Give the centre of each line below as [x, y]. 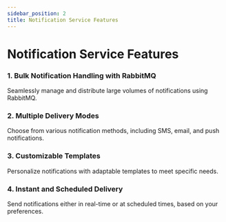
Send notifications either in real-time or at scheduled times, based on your [113, 203]
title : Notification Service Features [63, 20]
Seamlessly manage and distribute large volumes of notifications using [107, 90]
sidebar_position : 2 [37, 13]
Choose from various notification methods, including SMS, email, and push [113, 131]
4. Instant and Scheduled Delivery [65, 189]
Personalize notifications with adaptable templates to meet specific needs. [113, 171]
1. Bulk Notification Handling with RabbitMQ [82, 75]
